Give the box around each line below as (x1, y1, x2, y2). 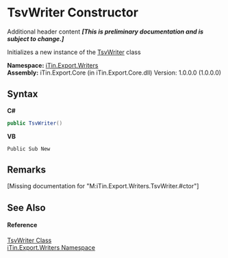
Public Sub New (7, 145, 51, 152)
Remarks (7, 164, 47, 176)
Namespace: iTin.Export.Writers (7, 61, 99, 69)
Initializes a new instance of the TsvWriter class (7, 48, 142, 56)
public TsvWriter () (7, 120, 63, 127)
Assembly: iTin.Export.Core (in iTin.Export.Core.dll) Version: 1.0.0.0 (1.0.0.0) (7, 68, 221, 77)
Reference (7, 221, 38, 229)
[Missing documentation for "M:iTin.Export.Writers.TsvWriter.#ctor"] (7, 182, 199, 190)
